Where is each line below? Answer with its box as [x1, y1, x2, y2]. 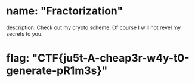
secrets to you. [6, 30, 43, 37]
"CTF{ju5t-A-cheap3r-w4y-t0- [32, 51, 190, 65]
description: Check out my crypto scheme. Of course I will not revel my [6, 24, 181, 31]
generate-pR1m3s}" [6, 64, 108, 78]
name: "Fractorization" [6, 4, 123, 18]
